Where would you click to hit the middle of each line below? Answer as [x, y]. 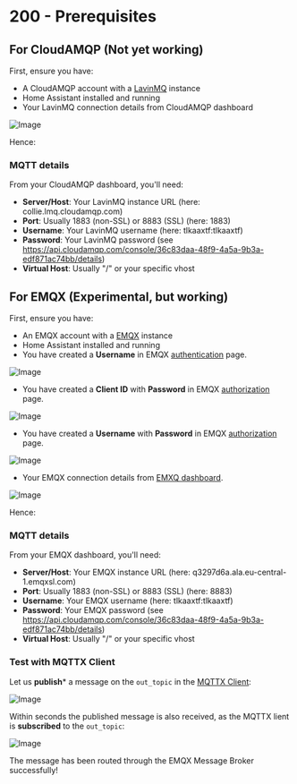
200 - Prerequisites [83, 17]
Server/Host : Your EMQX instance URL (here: [106, 572]
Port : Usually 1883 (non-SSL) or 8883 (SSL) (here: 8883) [127, 592]
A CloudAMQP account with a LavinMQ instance [111, 88]
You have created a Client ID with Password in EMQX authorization [146, 389]
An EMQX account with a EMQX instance [97, 336]
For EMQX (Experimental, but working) [119, 297]
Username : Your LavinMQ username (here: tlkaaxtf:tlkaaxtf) [132, 231]
